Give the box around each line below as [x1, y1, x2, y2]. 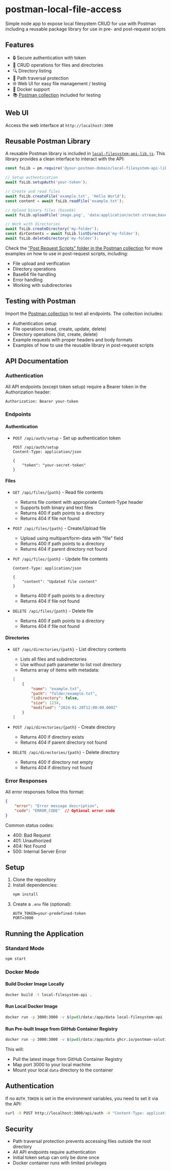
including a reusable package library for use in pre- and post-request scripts [5, 26, 166, 32]
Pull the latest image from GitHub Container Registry [12, 1056, 123, 1062]
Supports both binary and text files [20, 504, 93, 510]
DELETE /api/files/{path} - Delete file [12, 607, 94, 614]
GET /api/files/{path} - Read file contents [12, 489, 103, 495]
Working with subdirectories [12, 282, 72, 288]
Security [5, 1125, 33, 1134]
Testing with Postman [5, 297, 76, 306]
